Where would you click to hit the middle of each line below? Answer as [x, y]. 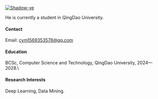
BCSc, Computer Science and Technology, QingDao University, [71, 63]
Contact [14, 29]
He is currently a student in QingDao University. [55, 17]
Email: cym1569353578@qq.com [39, 40]
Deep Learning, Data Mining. [35, 91]
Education [16, 52]
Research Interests [25, 80]
